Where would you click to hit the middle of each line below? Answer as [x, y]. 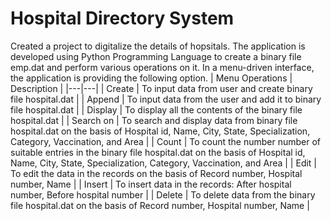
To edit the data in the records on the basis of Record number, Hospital [156, 173]
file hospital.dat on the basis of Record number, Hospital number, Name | [160, 205]
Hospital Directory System [122, 18]
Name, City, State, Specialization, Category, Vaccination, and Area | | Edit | [164, 163]
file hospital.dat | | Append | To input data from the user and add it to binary [166, 99]
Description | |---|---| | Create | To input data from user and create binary [161, 88]
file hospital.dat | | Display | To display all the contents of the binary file [156, 109]
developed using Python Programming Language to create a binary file [156, 56]
